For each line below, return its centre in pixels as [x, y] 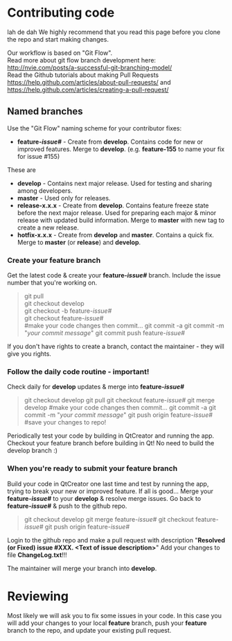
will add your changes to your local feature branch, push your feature [107, 623]
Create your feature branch [54, 260]
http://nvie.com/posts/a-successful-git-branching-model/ [90, 67]
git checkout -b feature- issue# [68, 311]
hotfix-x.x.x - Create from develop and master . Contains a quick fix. [116, 234]
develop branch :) [32, 451]
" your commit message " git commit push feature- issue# [105, 333]
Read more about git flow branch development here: [82, 60]
